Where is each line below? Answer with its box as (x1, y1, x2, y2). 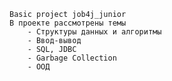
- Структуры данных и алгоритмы (27, 27, 162, 37)
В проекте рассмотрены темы (9, 18, 127, 28)
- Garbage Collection (27, 53, 117, 63)
